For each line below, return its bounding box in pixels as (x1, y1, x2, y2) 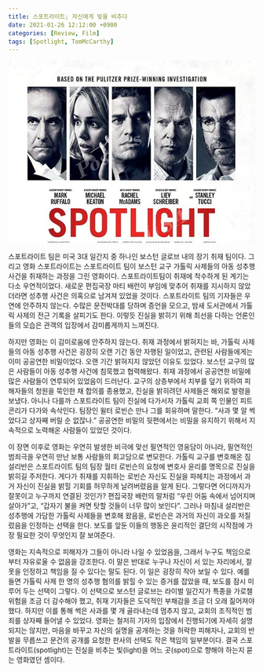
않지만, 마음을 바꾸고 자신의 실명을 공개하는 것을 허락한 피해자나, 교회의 (28, 625, 247, 635)
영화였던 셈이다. (16, 655, 65, 664)
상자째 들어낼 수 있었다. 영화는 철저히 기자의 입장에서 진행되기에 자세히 (22, 615, 239, 625)
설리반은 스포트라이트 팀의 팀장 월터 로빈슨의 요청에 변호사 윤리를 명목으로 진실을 (8, 462, 256, 471)
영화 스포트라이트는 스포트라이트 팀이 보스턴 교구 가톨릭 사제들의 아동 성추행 (22, 261, 256, 271)
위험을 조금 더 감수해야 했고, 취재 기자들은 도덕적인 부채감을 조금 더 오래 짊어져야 (8, 596, 255, 605)
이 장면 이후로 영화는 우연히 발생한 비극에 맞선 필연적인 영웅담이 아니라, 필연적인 (8, 442, 254, 451)
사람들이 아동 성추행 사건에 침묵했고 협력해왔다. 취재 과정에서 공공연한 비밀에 (16, 366, 251, 376)
